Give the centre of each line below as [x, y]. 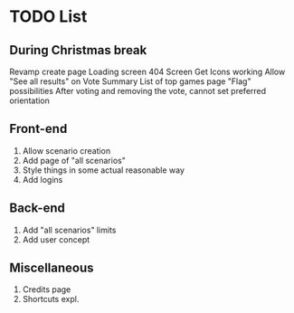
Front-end [38, 129]
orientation [29, 100]
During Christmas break [78, 50]
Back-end [38, 209]
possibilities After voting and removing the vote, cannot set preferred [138, 91]
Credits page [47, 289]
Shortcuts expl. [51, 299]
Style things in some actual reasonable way [104, 170]
